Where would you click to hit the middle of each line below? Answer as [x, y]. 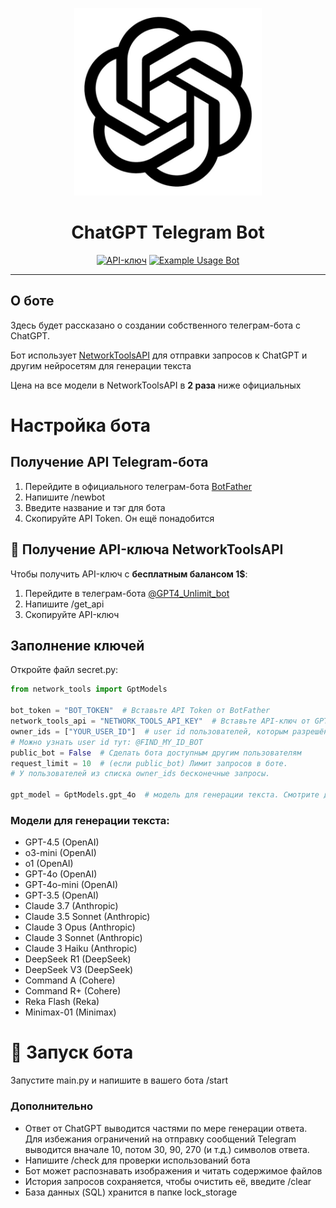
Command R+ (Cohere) [73, 991]
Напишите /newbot [64, 497]
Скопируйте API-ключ [72, 614]
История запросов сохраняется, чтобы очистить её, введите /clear [168, 1181]
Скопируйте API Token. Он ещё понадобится [119, 518]
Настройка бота [80, 425]
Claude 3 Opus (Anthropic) [80, 927]
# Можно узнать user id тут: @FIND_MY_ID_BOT [106, 742]
